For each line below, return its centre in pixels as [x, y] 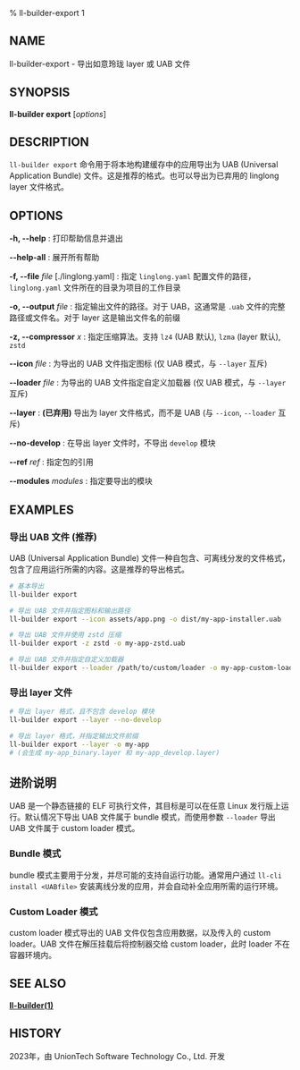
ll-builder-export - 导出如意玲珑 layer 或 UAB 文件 [100, 64]
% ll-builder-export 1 [47, 13]
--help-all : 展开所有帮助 [54, 258]
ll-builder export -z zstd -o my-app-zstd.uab [97, 643]
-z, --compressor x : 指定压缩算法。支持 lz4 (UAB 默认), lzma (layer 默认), [145, 337]
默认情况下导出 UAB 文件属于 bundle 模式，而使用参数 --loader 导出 [150, 817]
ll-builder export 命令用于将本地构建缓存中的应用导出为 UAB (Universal [144, 165]
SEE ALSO [38, 984]
